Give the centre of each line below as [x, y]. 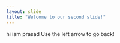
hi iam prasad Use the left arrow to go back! [61, 34]
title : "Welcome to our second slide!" [56, 17]
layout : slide [24, 11]
